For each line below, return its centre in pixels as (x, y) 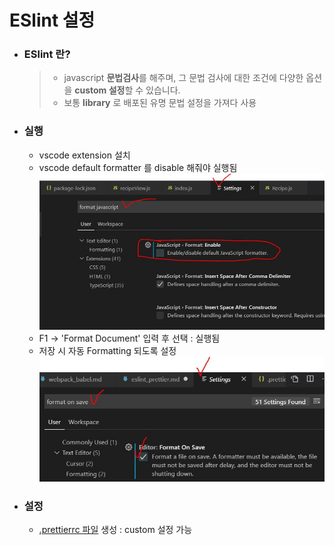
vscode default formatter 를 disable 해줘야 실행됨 (138, 167)
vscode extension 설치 (84, 155)
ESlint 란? (47, 54)
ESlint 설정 (52, 20)
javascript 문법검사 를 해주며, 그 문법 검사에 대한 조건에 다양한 (183, 78)
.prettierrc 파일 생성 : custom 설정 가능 (115, 530)
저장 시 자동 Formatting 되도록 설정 (107, 351)
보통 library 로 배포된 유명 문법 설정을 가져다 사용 (160, 103)
